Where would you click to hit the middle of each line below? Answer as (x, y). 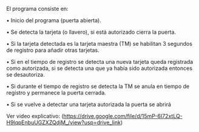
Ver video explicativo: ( (35, 116)
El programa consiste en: (37, 9)
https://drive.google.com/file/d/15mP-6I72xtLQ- (123, 116)
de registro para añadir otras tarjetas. (53, 50)
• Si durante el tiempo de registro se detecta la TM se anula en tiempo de (98, 86)
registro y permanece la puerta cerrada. (56, 93)
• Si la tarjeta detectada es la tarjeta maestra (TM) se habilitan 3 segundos (99, 44)
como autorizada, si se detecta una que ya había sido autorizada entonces (99, 68)
